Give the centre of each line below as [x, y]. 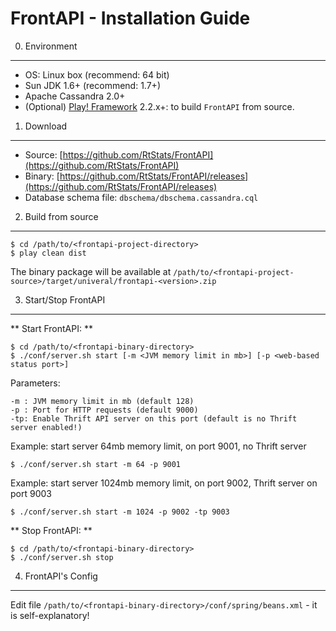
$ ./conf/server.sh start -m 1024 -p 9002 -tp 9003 [120, 512]
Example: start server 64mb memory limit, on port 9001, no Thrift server [158, 446]
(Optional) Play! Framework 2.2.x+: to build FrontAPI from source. [159, 106]
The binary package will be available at [91, 271]
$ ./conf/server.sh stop [62, 557]
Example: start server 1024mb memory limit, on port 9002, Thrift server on [164, 483]
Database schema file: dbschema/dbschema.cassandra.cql [141, 197]
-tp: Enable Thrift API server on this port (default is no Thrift [154, 418]
